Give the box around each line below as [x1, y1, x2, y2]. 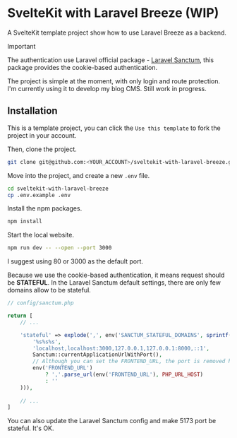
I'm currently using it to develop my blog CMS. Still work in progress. [7, 84, 207, 93]
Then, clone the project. [7, 145, 78, 153]
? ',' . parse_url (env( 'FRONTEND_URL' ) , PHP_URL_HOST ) [44, 371, 203, 378]
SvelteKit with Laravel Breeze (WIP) [7, 5, 219, 21]
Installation [7, 105, 58, 117]
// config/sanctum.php [7, 300, 74, 307]
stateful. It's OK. [7, 424, 54, 432]
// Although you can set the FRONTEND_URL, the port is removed [32, 358, 226, 365]
